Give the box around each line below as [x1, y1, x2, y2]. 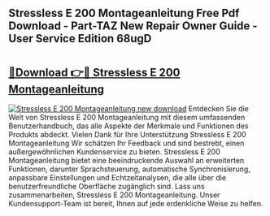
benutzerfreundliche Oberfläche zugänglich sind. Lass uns [8, 182, 205, 191]
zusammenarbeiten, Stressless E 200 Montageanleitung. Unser [8, 190, 220, 200]
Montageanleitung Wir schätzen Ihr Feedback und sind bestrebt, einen [8, 138, 245, 148]
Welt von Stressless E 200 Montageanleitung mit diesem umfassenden [8, 113, 246, 122]
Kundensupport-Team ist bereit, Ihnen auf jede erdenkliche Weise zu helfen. [8, 199, 263, 208]
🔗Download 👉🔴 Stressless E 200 [8, 65, 181, 80]
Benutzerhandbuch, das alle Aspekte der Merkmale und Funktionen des [8, 121, 249, 131]
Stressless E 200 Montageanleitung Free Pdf [8, 6, 240, 20]
